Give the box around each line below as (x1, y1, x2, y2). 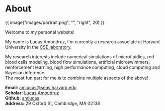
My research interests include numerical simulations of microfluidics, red (5, 53, 154, 60)
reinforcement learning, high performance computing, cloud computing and (5, 64, 160, 70)
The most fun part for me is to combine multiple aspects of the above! (5, 75, 149, 81)
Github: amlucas (5, 95, 40, 101)
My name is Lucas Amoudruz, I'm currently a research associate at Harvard (5, 38, 160, 45)
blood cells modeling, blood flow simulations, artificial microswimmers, (5, 59, 150, 65)
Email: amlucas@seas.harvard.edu (5, 84, 77, 90)
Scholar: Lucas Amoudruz (5, 90, 59, 96)
